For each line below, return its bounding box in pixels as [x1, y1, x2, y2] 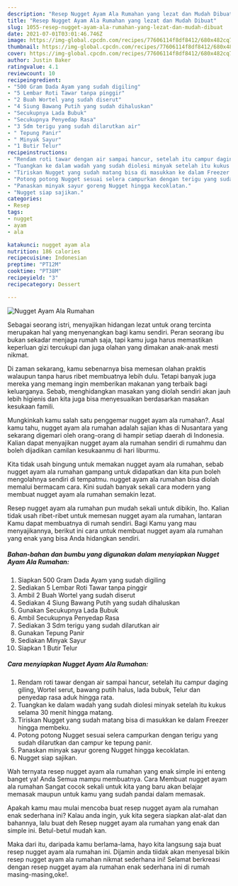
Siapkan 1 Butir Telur [17, 644, 78, 652]
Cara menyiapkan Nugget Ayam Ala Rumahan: [7, 660, 149, 669]
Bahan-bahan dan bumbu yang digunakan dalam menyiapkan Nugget [7, 550, 220, 558]
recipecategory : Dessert [7, 281, 81, 288]
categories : [7, 195, 42, 202]
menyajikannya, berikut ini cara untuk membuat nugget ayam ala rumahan [7, 526, 223, 535]
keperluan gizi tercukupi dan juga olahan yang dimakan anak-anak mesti [7, 342, 219, 352]
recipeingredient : [7, 76, 62, 84]
